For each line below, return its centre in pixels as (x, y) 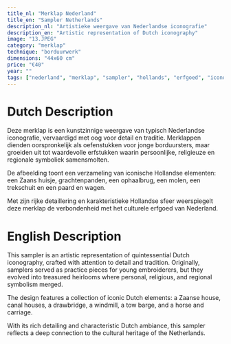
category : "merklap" (37, 45)
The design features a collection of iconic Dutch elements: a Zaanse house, (114, 298)
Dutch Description (60, 111)
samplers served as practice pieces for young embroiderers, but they (105, 270)
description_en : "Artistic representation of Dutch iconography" (102, 33)
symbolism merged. (35, 284)
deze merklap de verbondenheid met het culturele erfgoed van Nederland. (113, 208)
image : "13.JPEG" (32, 39)
